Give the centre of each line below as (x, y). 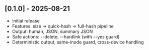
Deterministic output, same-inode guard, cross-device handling (78, 42)
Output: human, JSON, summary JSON (52, 31)
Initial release (26, 20)
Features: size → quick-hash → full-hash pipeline (63, 26)
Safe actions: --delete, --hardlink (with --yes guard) (66, 36)
